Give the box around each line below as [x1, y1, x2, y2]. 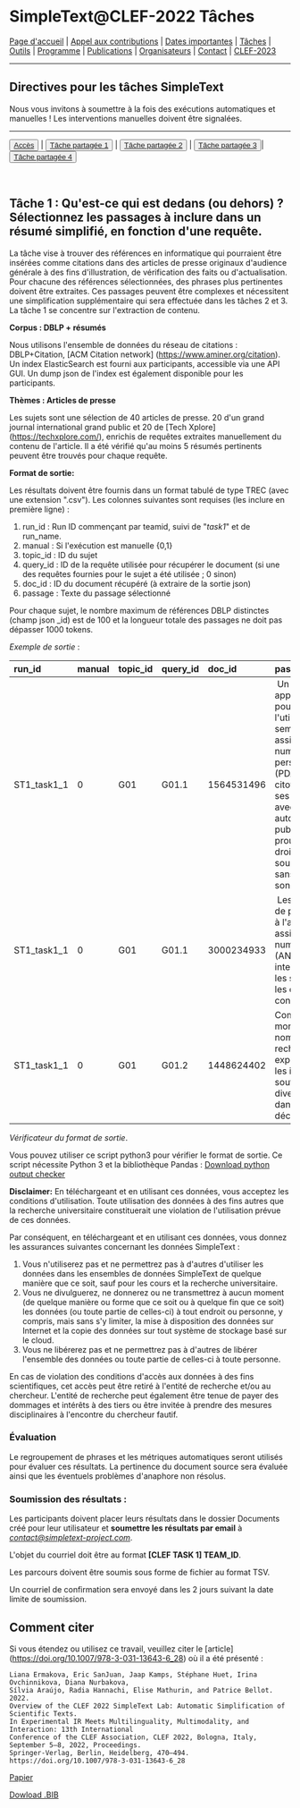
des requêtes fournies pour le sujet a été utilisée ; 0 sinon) [21, 568, 237, 579]
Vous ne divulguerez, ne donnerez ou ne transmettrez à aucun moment [21, 1286, 285, 1298]
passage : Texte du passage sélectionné [21, 588, 171, 598]
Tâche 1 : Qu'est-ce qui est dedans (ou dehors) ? [9, 196, 284, 211]
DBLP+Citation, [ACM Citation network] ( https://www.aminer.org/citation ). [9, 349, 281, 360]
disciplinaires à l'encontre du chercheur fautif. [9, 1409, 179, 1420]
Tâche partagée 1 [49, 140, 109, 149]
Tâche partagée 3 [197, 140, 257, 149]
